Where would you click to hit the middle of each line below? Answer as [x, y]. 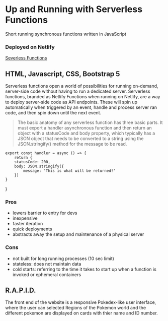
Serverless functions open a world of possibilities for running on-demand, [82, 86]
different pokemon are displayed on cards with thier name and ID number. [81, 313]
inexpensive [25, 218]
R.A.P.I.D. [21, 291]
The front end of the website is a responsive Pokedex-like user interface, [81, 302]
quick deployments [32, 229]
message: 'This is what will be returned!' [69, 171]
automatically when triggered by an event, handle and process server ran [81, 107]
